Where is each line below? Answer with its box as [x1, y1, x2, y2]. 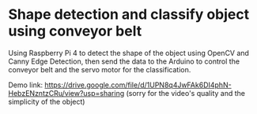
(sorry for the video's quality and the [126, 88, 245, 97]
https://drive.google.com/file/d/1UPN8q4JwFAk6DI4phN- [44, 80, 232, 90]
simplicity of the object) [8, 97, 85, 106]
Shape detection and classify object [8, 6, 250, 24]
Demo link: [8, 80, 43, 90]
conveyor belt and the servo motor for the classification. [8, 64, 191, 74]
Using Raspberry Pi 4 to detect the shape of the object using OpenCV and [8, 48, 249, 57]
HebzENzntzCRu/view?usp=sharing [8, 88, 125, 97]
